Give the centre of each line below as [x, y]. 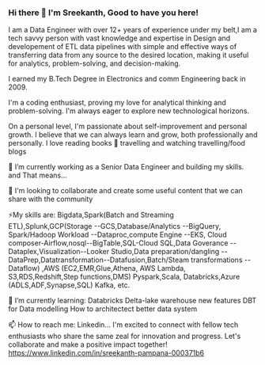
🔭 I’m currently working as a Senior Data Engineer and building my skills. [126, 167]
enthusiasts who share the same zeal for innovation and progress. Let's [125, 336]
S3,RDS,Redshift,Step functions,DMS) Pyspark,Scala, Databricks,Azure [124, 277]
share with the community [51, 199]
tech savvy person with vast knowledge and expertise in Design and [119, 38]
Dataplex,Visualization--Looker [59, 252]
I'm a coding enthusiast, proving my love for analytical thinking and [117, 103]
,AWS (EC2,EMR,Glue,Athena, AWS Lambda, [114, 268]
